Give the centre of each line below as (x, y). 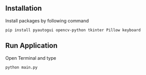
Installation (24, 8)
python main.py (22, 67)
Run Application (32, 46)
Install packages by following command (47, 20)
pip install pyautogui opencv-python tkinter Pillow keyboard (73, 30)
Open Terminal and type (31, 58)
